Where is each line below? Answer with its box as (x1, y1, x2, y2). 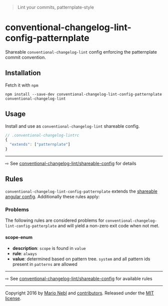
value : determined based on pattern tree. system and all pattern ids (12, 256, 150, 262)
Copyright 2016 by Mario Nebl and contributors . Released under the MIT (5, 290, 154, 296)
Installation (5, 69, 41, 77)
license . (5, 295, 21, 301)
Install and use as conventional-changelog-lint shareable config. (5, 123, 140, 129)
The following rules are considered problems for (5, 217, 104, 223)
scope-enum (5, 234, 32, 240)
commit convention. (5, 54, 46, 60)
